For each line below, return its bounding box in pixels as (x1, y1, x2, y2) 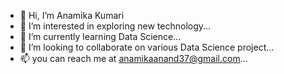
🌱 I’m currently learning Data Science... (19, 31, 182, 42)
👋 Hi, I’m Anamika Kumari (19, 10, 125, 21)
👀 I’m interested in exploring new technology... (19, 20, 212, 32)
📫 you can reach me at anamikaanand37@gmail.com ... (19, 53, 248, 64)
